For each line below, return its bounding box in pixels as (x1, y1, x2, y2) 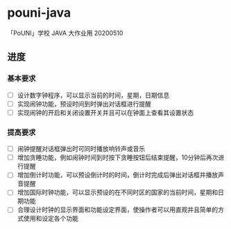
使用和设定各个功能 (23, 214, 78, 223)
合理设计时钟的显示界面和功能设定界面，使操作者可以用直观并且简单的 (17, 205, 219, 214)
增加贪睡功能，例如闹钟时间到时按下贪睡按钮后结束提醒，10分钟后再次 (17, 153, 219, 161)
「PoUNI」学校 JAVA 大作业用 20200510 (7, 29, 123, 37)
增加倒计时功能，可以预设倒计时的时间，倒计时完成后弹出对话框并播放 (17, 171, 219, 179)
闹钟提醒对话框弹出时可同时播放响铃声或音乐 (17, 145, 146, 153)
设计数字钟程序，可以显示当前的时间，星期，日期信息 (17, 90, 170, 99)
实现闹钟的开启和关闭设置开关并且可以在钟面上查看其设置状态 (17, 108, 194, 116)
